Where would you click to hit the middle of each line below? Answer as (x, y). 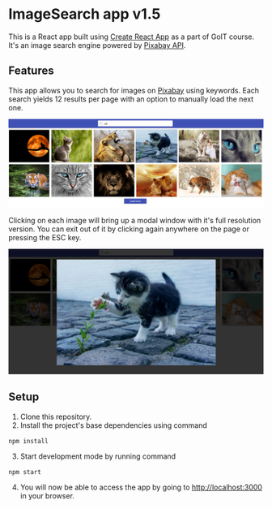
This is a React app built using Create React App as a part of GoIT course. (132, 37)
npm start (25, 472)
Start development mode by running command (98, 456)
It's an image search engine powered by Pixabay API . (97, 45)
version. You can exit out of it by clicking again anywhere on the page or (129, 229)
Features (31, 71)
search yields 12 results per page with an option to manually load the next (131, 99)
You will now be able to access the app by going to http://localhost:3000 (141, 487)
